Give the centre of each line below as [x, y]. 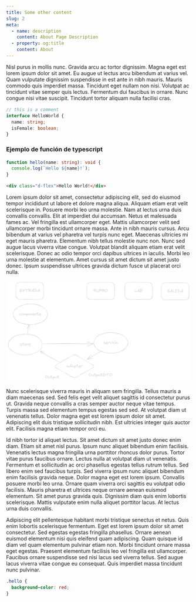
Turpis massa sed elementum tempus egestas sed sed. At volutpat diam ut [96, 410]
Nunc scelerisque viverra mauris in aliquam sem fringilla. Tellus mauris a [94, 391]
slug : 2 [16, 18]
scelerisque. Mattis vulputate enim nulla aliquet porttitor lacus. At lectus [93, 502]
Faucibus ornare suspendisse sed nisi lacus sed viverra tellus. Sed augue [95, 557]
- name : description [36, 31]
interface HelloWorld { [35, 116]
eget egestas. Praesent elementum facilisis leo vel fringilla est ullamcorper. [97, 551]
